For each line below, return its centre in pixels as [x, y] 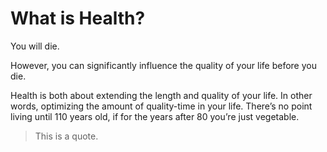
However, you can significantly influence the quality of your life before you [163, 65]
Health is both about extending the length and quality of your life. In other [161, 95]
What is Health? [78, 18]
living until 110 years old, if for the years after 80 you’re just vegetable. [155, 116]
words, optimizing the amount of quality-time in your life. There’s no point [161, 106]
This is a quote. [66, 136]
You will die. [35, 46]
